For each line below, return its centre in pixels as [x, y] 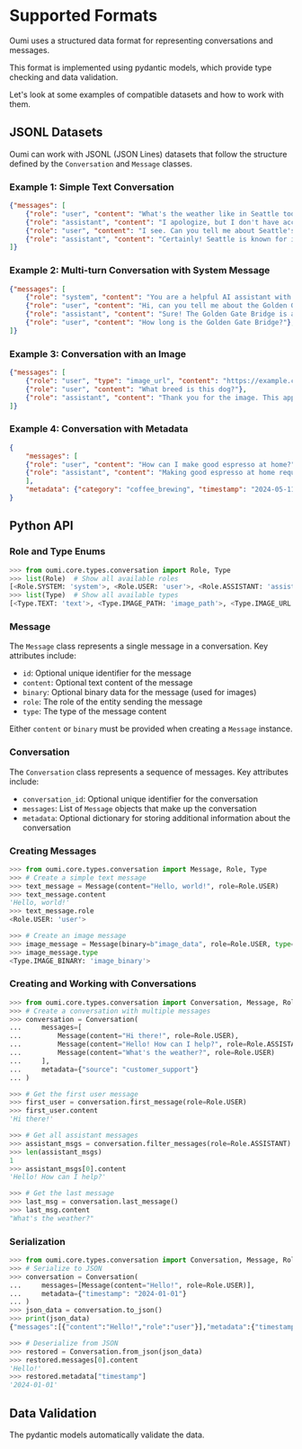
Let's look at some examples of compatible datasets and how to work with [147, 94]
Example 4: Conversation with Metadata [99, 429]
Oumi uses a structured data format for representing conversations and [142, 40]
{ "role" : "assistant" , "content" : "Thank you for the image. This [152, 398]
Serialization [37, 1241]
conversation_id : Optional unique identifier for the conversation [140, 799]
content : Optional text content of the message [107, 683]
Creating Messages [53, 851]
